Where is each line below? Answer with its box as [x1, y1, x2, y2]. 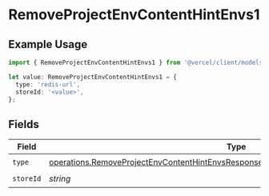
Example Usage [8, 38, 88, 51]
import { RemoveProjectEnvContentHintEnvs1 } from [8, 58, 181, 66]
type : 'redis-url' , [15, 80, 81, 89]
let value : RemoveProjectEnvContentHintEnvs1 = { [8, 73, 178, 81]
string [49, 173, 71, 184]
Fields [8, 118, 40, 131]
